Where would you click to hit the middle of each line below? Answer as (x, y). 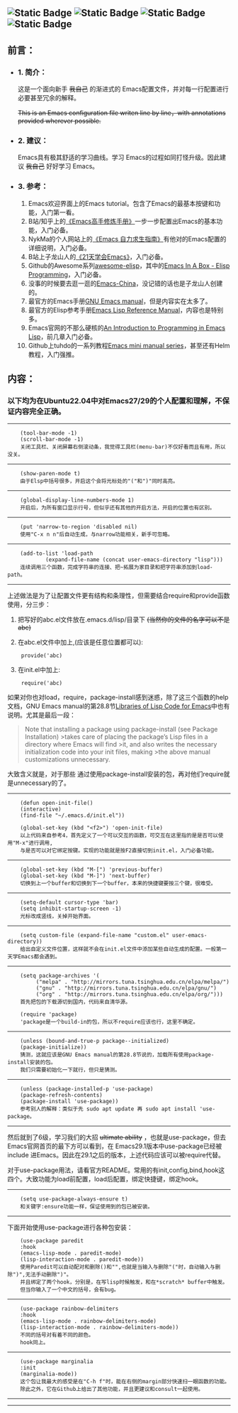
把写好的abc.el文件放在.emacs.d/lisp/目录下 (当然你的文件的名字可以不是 (124, 619)
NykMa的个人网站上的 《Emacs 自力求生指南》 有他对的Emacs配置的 (127, 239)
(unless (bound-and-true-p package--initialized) (95, 1041)
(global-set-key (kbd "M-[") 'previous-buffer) (91, 870)
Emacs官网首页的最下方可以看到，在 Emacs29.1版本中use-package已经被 (115, 1146)
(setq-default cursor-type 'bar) (69, 903)
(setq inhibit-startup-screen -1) (71, 909)
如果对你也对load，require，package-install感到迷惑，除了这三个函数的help (118, 698)
